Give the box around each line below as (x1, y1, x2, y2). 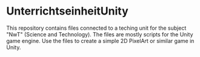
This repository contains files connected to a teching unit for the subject (6, 24, 187, 32)
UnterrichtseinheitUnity (6, 4, 128, 18)
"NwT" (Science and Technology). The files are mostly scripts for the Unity (6, 30, 193, 38)
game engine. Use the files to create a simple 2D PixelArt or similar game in (6, 37, 195, 44)
